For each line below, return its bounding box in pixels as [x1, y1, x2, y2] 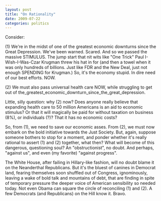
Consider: [5, 34, 25, 40]
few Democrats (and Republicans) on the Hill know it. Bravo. [5, 191, 126, 197]
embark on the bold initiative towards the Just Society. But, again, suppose [5, 129, 156, 135]
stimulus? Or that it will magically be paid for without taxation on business [5, 110, 153, 115]
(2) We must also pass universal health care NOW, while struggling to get [5, 84, 153, 90]
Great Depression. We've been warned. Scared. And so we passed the [5, 49, 148, 55]
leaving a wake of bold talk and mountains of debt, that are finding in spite [5, 175, 155, 181]
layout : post [5, 7, 32, 12]
